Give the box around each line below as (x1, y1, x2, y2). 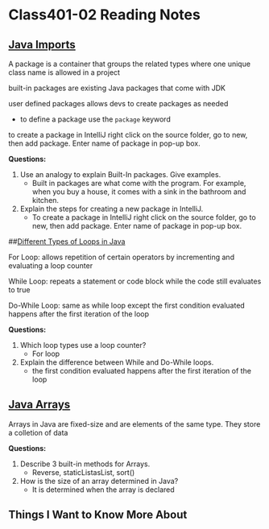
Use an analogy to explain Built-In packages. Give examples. (19, 170, 221, 179)
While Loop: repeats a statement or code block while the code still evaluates (8, 276, 262, 286)
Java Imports (8, 38, 77, 52)
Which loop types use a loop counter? (19, 341, 147, 349)
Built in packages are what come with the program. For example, (31, 179, 246, 188)
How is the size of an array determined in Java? (19, 476, 179, 486)
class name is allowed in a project (8, 68, 121, 77)
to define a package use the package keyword (19, 114, 171, 124)
